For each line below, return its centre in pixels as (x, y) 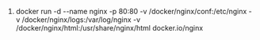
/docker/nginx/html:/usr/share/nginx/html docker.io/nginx (109, 28)
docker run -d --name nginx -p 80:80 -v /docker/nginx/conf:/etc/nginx (131, 11)
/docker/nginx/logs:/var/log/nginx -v (81, 20)
